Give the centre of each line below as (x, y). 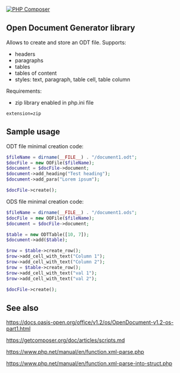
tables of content (36, 73)
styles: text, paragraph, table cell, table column (72, 79)
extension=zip (24, 114)
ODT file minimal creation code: (45, 146)
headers (25, 54)
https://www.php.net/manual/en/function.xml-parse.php (75, 352)
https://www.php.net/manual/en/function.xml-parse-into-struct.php (89, 363)
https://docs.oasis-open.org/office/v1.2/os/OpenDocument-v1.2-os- (90, 322)
